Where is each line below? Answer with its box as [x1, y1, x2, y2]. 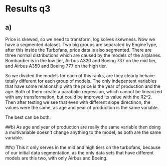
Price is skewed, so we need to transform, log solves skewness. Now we [5, 36, 155, 42]
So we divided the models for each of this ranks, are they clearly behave [5, 73, 155, 78]
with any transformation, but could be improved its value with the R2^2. [5, 94, 152, 100]
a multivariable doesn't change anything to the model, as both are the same [5, 129, 161, 135]
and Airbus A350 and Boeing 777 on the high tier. [5, 63, 107, 69]
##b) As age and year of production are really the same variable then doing [5, 124, 161, 130]
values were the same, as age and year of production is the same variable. [5, 105, 159, 110]
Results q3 [5, 3, 51, 15]
